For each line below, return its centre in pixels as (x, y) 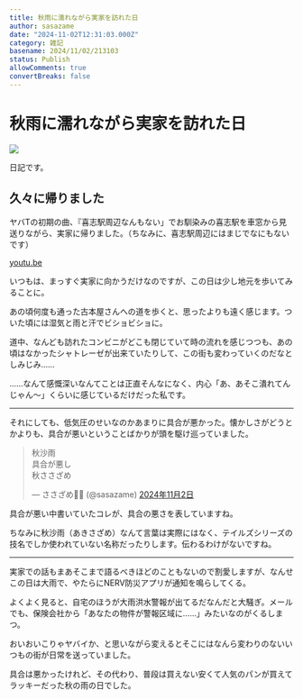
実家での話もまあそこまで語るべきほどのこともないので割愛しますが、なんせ (151, 571)
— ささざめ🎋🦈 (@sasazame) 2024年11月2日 (112, 494)
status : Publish (40, 59)
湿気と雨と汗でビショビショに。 (108, 322)
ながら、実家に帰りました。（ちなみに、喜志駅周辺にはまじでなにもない (157, 233)
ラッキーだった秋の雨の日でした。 (73, 685)
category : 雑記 (37, 43)
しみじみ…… (32, 364)
